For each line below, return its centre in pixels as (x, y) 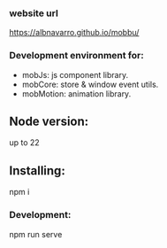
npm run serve (36, 234)
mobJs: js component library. (75, 74)
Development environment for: (76, 56)
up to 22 (24, 143)
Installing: (38, 170)
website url (34, 13)
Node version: (49, 121)
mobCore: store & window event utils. (90, 84)
